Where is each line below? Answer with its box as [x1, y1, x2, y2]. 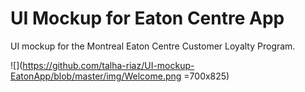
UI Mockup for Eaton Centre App [10, 7, 285, 30]
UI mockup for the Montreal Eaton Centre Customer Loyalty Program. [10, 40, 296, 52]
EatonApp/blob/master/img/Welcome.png [10, 70, 182, 82]
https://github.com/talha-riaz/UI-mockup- [22, 59, 195, 71]
